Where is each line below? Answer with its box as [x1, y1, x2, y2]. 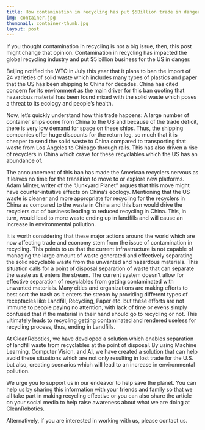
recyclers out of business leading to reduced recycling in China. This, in [6, 208, 187, 215]
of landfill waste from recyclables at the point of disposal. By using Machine [6, 342, 197, 349]
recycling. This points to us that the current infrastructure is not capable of [6, 245, 194, 253]
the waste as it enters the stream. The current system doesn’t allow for [6, 271, 184, 279]
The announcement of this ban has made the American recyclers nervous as [6, 169, 199, 176]
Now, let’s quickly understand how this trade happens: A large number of [6, 112, 190, 119]
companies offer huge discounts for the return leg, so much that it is [6, 131, 178, 138]
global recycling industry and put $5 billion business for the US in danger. [6, 56, 191, 63]
